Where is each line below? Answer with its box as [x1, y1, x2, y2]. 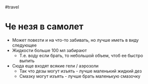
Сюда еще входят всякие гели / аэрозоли [12, 63, 99, 68]
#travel [5, 4, 19, 10]
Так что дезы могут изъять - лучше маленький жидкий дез [19, 68, 142, 74]
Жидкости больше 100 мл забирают [12, 47, 87, 53]
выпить [19, 58, 35, 64]
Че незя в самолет [5, 21, 84, 32]
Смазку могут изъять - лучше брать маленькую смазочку [19, 73, 141, 79]
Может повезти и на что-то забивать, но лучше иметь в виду [12, 37, 139, 43]
